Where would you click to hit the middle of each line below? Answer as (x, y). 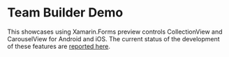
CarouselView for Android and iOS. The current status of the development (113, 38)
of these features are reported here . (59, 46)
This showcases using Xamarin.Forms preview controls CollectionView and (115, 32)
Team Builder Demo (65, 13)
